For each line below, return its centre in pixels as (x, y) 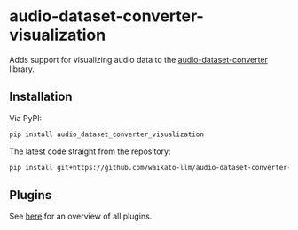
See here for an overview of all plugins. (81, 216)
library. (22, 69)
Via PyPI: (26, 118)
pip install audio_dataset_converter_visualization (106, 134)
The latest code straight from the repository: (90, 151)
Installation (41, 97)
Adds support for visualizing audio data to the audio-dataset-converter (139, 59)
